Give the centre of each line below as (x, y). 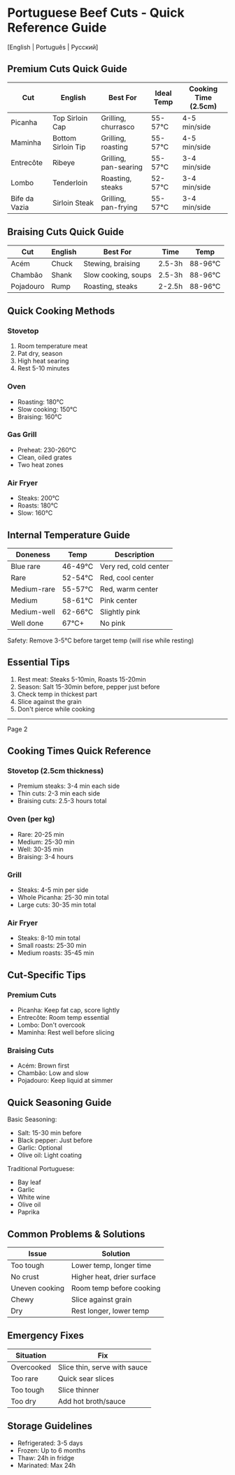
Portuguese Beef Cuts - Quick (96, 13)
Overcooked (31, 1367)
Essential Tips (38, 662)
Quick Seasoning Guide (59, 1102)
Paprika (28, 1212)
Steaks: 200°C (38, 498)
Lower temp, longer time (111, 1265)
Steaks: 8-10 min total (49, 938)
